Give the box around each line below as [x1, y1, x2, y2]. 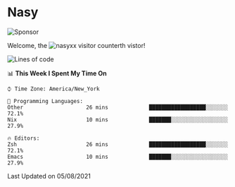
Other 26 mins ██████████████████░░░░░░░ [7, 104, 229, 111]
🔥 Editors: [7, 135, 40, 142]
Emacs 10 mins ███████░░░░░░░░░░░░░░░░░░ [7, 153, 229, 160]
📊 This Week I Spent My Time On [7, 68, 107, 78]
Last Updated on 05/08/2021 [7, 171, 91, 180]
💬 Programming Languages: [7, 97, 83, 104]
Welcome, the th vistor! [7, 41, 146, 49]
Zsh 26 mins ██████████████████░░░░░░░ [7, 140, 229, 148]
